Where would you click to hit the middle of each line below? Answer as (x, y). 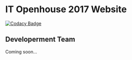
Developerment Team (40, 39)
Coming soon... (21, 51)
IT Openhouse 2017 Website (66, 9)
